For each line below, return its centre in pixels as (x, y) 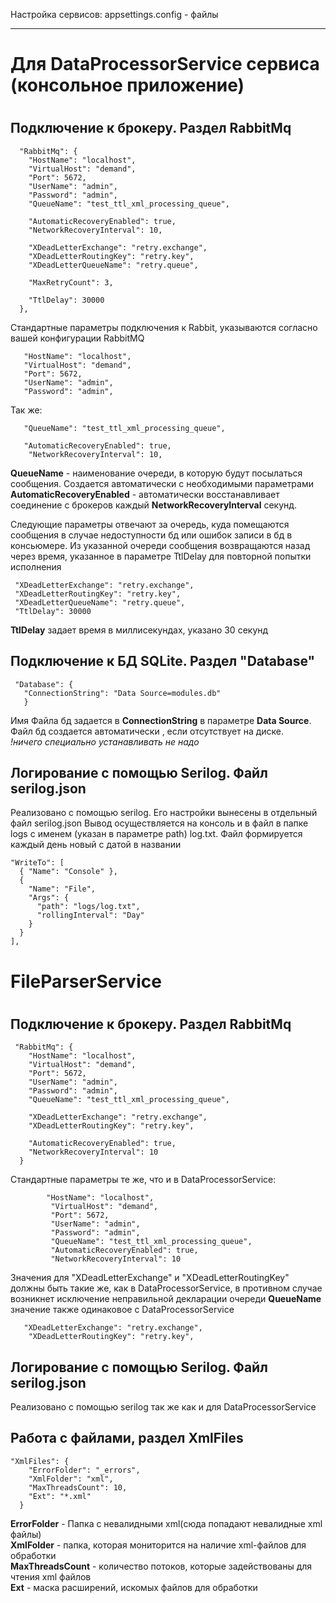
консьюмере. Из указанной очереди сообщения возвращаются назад (160, 545)
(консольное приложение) (127, 85)
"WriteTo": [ (37, 863)
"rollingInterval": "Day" (90, 915)
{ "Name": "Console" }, (68, 872)
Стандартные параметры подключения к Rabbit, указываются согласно (164, 327)
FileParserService (86, 981)
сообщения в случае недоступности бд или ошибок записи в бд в (151, 535)
